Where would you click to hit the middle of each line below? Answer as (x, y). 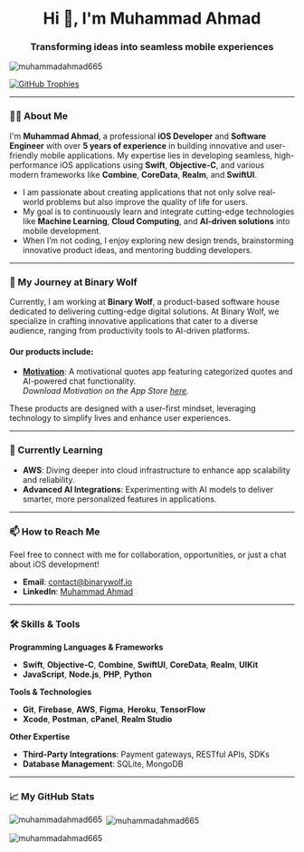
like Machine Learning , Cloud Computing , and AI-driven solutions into (156, 220)
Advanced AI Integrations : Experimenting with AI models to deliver (148, 489)
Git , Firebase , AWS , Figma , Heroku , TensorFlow (114, 710)
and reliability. (48, 479)
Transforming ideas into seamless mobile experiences (152, 47)
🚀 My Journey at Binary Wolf (73, 282)
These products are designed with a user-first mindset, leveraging (133, 408)
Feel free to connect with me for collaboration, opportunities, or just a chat (148, 554)
